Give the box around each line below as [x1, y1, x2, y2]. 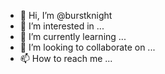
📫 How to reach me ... [19, 53, 113, 64]
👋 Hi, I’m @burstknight [19, 10, 113, 21]
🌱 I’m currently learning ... [19, 31, 127, 42]
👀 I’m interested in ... [19, 20, 105, 32]
